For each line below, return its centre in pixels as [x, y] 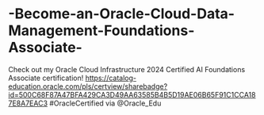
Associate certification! [46, 78]
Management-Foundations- [101, 31]
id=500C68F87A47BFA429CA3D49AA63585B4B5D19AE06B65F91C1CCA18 [132, 94]
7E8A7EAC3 [28, 103]
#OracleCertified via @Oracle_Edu [105, 103]
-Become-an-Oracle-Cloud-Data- [122, 14]
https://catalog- [111, 78]
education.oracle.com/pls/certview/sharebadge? [88, 86]
